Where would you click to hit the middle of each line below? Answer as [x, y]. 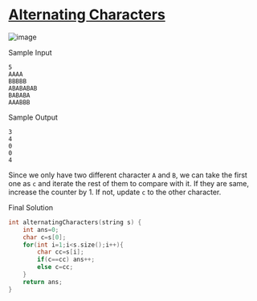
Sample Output [33, 117]
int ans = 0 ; [41, 230]
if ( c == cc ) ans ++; [66, 260]
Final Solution [31, 207]
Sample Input [30, 52]
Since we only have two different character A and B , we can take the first [128, 175]
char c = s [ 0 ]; [45, 237]
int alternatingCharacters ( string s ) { [75, 222]
